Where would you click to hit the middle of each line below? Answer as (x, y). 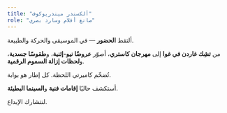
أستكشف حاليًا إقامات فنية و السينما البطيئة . (63, 88)
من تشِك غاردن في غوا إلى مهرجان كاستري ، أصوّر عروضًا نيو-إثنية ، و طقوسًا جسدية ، (114, 54)
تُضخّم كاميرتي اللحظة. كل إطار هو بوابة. (59, 75)
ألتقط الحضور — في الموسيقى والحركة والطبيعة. (71, 40)
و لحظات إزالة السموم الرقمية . (46, 61)
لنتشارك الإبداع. (27, 101)
